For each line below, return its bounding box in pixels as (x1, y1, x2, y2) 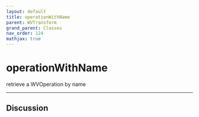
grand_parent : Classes (6, 25, 62, 31)
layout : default (6, 8, 46, 15)
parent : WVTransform (6, 19, 57, 25)
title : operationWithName (6, 14, 70, 20)
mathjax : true (6, 36, 41, 42)
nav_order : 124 (6, 31, 44, 36)
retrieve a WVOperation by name (6, 81, 86, 88)
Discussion (6, 103, 49, 113)
